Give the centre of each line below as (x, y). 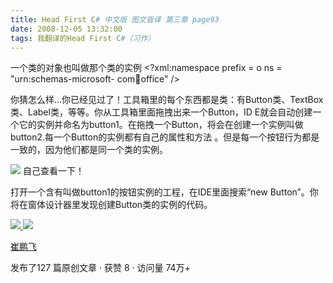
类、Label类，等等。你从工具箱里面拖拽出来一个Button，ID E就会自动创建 (161, 112)
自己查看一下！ (53, 171)
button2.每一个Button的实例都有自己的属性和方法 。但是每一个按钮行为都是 (165, 137)
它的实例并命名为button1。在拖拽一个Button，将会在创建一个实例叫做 (161, 125)
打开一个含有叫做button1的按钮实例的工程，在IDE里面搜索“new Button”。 (160, 192)
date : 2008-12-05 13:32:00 (66, 29)
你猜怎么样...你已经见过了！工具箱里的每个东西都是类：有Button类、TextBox (167, 100)
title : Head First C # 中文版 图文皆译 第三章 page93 (115, 19)
